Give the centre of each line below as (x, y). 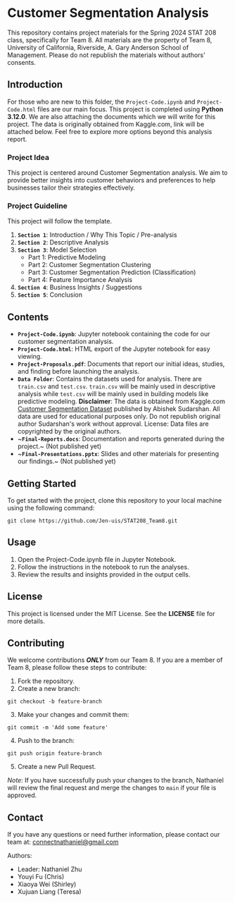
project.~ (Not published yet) (59, 446)
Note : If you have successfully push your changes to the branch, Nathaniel (115, 780)
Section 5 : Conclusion (50, 295)
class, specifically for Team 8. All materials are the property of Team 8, (110, 39)
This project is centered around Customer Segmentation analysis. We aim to (118, 173)
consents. (22, 62)
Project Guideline (38, 206)
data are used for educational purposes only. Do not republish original (119, 417)
